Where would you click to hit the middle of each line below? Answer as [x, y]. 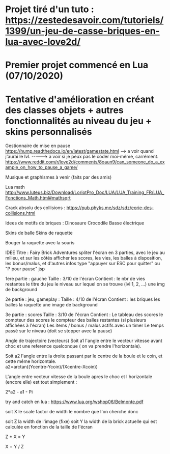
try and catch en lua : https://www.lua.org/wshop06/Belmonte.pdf [74, 402]
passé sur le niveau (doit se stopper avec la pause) [59, 331]
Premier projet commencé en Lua [77, 65]
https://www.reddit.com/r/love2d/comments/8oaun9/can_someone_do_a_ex [85, 162]
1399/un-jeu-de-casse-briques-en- [83, 31]
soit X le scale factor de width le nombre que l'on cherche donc [72, 412]
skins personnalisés [49, 132]
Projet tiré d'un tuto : [50, 9]
